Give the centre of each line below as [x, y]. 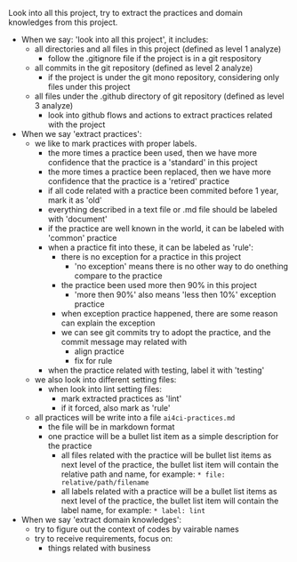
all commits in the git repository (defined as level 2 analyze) [144, 68]
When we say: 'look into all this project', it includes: [115, 40]
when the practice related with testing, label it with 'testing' [156, 370]
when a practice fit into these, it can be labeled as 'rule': [151, 247]
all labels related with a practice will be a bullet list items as [169, 491]
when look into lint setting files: [104, 389]
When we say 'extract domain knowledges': [101, 520]
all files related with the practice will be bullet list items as [166, 455]
